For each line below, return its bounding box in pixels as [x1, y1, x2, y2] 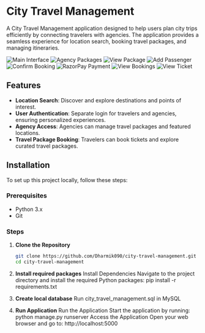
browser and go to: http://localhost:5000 [15, 320, 118, 327]
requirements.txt [15, 283, 58, 290]
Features [6, 80, 41, 91]
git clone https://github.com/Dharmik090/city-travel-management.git [15, 253, 197, 259]
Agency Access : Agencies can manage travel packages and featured [15, 123, 191, 130]
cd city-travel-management [15, 259, 84, 265]
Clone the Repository [15, 241, 70, 249]
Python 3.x [15, 205, 43, 213]
